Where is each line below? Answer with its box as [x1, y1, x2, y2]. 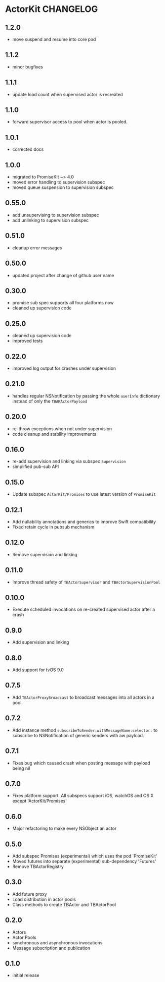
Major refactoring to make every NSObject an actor [12, 825, 117, 831]
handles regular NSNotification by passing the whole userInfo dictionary [12, 393, 161, 399]
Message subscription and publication [12, 945, 90, 951]
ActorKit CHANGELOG [5, 3, 98, 15]
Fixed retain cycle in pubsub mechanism [12, 524, 95, 530]
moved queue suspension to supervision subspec [12, 184, 114, 190]
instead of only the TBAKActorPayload [12, 398, 87, 404]
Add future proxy [12, 891, 47, 897]
